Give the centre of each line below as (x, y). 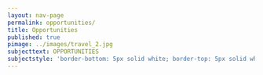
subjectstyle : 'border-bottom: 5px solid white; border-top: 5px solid (127, 59)
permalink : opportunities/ (51, 23)
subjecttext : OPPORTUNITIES (53, 52)
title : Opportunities (43, 30)
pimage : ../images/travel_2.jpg (60, 45)
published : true (34, 37)
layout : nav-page (36, 15)
